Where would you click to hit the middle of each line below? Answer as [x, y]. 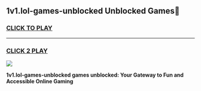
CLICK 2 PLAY [27, 50]
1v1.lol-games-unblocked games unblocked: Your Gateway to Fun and [95, 75]
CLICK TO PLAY [29, 28]
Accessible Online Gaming [40, 81]
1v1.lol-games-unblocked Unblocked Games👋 [93, 11]
